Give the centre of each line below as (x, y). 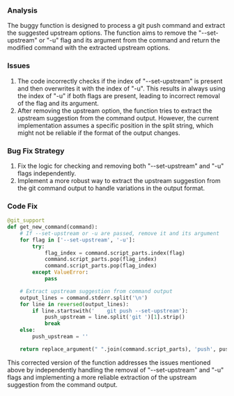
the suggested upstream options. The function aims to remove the (102, 33)
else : (28, 330)
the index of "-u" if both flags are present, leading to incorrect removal (119, 95)
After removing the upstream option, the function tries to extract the (115, 111)
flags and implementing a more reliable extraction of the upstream (102, 377)
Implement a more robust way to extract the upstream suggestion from (119, 180)
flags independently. (47, 173)
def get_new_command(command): (53, 227)
